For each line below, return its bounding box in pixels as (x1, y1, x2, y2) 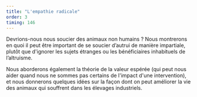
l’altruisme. (6, 54, 33, 62)
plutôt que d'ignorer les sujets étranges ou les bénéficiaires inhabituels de (6, 48, 186, 55)
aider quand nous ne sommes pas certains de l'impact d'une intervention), (6, 72, 187, 79)
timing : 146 (6, 19, 35, 25)
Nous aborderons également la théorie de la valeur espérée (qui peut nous (6, 66, 187, 73)
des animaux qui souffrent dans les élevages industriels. (6, 85, 142, 92)
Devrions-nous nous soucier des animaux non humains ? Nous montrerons (6, 36, 188, 43)
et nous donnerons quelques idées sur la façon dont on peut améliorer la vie (6, 78, 191, 85)
